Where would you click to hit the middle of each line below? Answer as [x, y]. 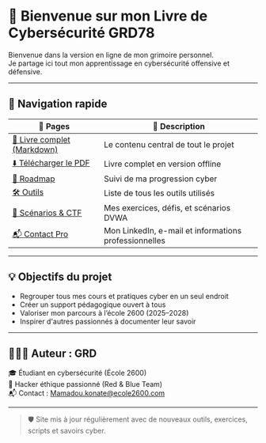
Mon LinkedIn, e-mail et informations [173, 230]
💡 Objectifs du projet [60, 277]
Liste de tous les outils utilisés [160, 193]
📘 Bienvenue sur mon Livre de [108, 16]
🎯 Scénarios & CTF [47, 213]
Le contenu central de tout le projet [169, 144]
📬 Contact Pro [40, 234]
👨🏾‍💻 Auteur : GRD [53, 353]
